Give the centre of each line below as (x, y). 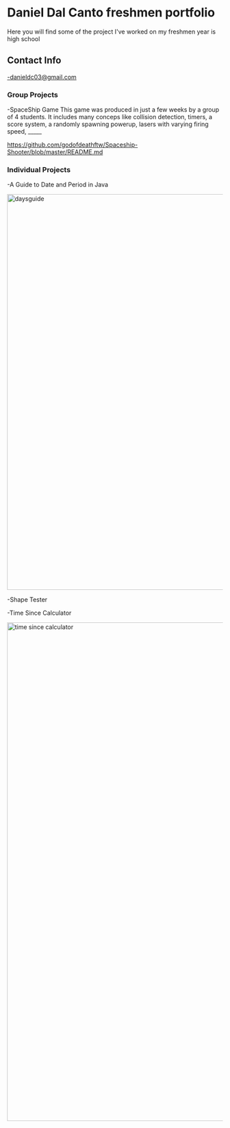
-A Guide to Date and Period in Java (57, 185)
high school (24, 38)
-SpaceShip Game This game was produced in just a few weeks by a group (113, 110)
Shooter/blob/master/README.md (55, 152)
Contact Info (34, 61)
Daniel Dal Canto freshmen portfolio (111, 13)
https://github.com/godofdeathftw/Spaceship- (73, 145)
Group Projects (33, 95)
